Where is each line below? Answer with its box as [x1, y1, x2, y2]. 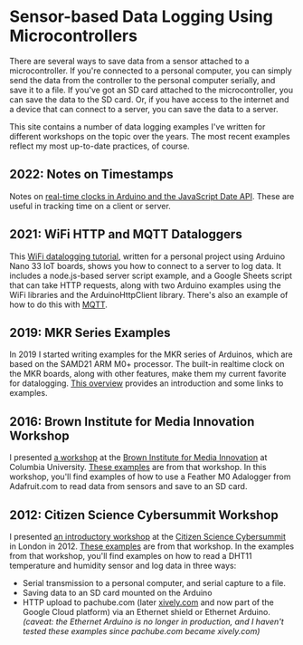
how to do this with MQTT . [9, 299, 109, 310]
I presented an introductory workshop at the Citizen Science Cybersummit [9, 532, 287, 542]
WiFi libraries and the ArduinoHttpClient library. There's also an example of [9, 289, 289, 300]
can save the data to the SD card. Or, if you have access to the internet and [9, 93, 289, 105]
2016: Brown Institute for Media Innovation [9, 414, 255, 429]
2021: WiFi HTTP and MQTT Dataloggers [9, 226, 242, 242]
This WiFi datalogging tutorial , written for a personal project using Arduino [9, 251, 286, 262]
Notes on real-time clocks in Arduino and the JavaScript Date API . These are [9, 190, 295, 201]
